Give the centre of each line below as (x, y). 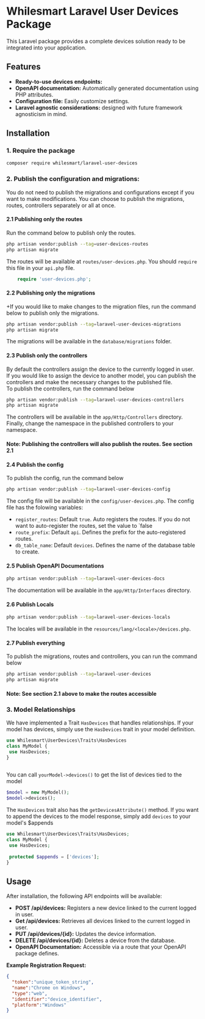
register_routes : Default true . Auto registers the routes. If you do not (103, 519)
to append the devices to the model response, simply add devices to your (99, 816)
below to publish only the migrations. (53, 313)
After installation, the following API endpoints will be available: (84, 896)
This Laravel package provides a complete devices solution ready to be (96, 41)
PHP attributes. (34, 94)
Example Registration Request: (46, 965)
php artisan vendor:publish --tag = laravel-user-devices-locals (88, 617)
